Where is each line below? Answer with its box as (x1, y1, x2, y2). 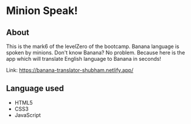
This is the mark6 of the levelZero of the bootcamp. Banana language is (6, 43, 179, 50)
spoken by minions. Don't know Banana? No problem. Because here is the (6, 49, 185, 56)
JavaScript (14, 111, 41, 118)
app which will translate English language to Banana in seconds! (6, 56, 162, 62)
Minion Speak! (6, 4, 78, 18)
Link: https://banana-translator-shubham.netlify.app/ (6, 67, 133, 74)
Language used (6, 84, 65, 94)
